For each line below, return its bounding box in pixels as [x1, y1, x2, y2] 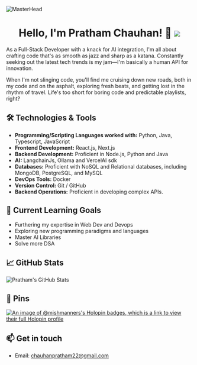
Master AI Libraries [14, 234, 62, 241]
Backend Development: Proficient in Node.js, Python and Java [14, 150, 169, 157]
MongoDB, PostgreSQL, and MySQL [14, 169, 103, 176]
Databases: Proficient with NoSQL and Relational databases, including [14, 163, 187, 170]
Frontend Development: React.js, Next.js [14, 144, 115, 151]
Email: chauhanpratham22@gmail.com [14, 352, 109, 359]
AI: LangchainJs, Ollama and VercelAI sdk [14, 157, 117, 164]
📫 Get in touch [6, 333, 63, 343]
